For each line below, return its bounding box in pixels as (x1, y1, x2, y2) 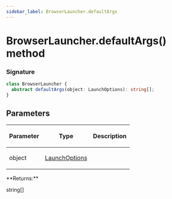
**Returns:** (6, 175, 39, 182)
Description (93, 132, 127, 140)
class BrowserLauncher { (6, 81, 67, 87)
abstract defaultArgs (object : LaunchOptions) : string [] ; (11, 86, 155, 92)
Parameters (6, 109, 50, 119)
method (6, 47, 46, 60)
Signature (6, 67, 35, 76)
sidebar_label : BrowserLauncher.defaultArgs (6, 8, 118, 15)
